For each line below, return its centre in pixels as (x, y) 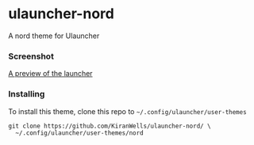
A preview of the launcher (50, 74)
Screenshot (31, 56)
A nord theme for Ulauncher (54, 36)
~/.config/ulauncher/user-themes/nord (80, 133)
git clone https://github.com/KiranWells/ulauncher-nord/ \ (110, 126)
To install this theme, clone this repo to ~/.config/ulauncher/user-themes (128, 111)
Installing (27, 94)
